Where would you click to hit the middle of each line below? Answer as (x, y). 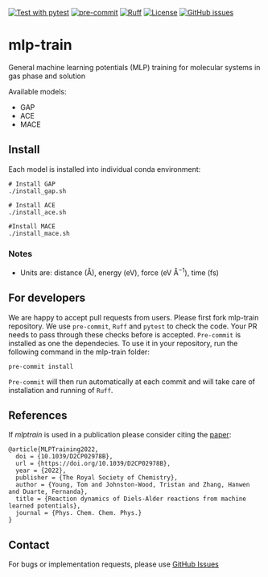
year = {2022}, (41, 471)
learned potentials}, (45, 506)
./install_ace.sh (37, 212)
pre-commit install (41, 366)
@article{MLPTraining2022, (54, 449)
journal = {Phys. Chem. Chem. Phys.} (79, 513)
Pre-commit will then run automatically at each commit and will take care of (132, 381)
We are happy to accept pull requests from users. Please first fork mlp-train (134, 317)
